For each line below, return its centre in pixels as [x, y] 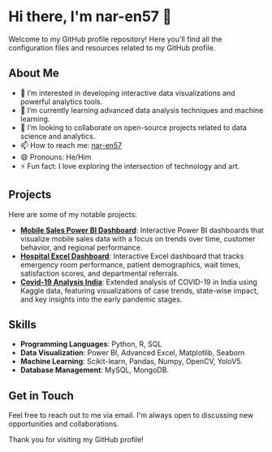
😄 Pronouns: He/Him [56, 157]
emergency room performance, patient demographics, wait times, [130, 264]
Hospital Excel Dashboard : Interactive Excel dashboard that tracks [132, 256]
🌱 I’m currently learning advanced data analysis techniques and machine [142, 110]
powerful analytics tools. [61, 102]
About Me [34, 74]
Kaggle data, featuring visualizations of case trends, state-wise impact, [139, 290]
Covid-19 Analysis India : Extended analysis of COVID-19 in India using [138, 282]
